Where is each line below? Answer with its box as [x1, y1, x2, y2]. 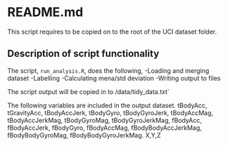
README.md [7, 4, 84, 20]
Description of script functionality [7, 48, 160, 60]
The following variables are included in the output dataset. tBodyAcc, [7, 101, 208, 109]
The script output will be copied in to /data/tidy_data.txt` [7, 87, 170, 95]
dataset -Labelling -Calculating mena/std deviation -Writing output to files [7, 74, 221, 82]
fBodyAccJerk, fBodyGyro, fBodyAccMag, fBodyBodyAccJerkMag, [7, 124, 202, 132]
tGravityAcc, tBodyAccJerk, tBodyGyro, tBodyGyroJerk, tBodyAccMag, [7, 108, 213, 117]
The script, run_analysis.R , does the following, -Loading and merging [7, 66, 210, 74]
